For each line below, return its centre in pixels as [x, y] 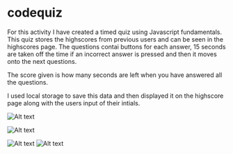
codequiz [35, 13]
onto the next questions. [42, 61]
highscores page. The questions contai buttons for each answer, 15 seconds [116, 46]
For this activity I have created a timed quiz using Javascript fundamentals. [115, 32]
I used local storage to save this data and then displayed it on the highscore [115, 96]
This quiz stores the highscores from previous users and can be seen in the [115, 39]
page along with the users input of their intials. [74, 103]
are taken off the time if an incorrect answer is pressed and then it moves [112, 54]
